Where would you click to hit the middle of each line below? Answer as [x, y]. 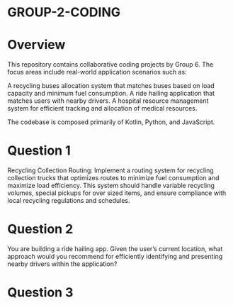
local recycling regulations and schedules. [69, 201]
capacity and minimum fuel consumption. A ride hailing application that [111, 94]
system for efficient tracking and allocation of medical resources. [102, 109]
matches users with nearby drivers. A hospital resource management [108, 101]
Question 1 [39, 151]
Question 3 [40, 293]
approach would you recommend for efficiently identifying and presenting [115, 256]
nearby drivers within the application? [62, 264]
